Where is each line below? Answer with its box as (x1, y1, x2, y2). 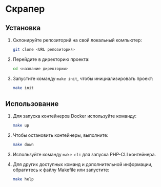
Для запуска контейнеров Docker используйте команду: (12, 113, 137, 119)
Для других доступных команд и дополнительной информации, (12, 161, 153, 168)
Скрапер (5, 3, 45, 15)
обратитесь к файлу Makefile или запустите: (12, 167, 109, 173)
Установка (5, 24, 41, 32)
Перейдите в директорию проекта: (12, 56, 90, 62)
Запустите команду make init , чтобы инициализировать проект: (12, 75, 154, 81)
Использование (5, 99, 59, 108)
